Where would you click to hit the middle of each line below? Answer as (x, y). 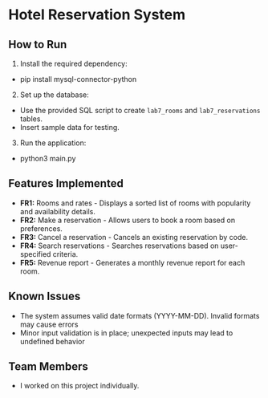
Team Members (48, 367)
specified (35, 254)
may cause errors (49, 324)
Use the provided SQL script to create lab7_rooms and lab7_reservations (140, 110)
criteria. (65, 254)
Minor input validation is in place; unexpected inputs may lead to (126, 333)
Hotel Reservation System (97, 15)
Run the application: (53, 143)
